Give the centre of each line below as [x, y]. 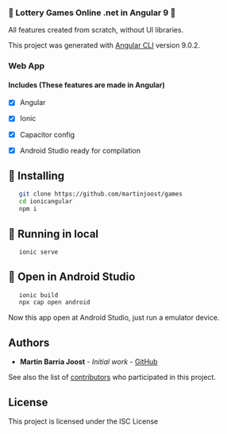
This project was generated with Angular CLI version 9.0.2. [104, 45]
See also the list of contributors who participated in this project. [112, 378]
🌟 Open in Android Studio [72, 277]
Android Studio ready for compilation [80, 150]
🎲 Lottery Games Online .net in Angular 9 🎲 [92, 13]
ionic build [38, 295]
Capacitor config [47, 134]
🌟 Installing [37, 176]
